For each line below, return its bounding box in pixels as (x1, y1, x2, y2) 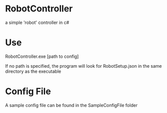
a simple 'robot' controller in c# (5, 19, 70, 25)
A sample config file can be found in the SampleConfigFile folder (5, 102, 138, 108)
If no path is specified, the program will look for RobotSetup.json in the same (5, 63, 162, 69)
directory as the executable (5, 68, 61, 74)
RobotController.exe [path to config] (5, 53, 79, 59)
